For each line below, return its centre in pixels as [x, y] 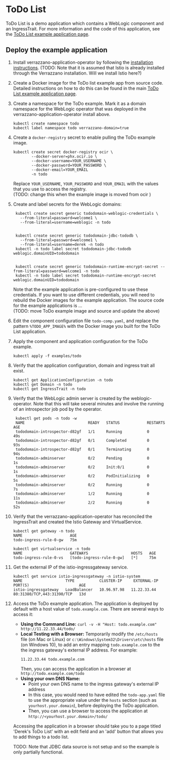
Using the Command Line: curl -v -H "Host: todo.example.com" [89, 624]
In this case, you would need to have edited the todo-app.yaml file [97, 695]
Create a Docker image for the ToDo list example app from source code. [88, 83]
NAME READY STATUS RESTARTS [90, 423]
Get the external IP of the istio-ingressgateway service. [71, 567]
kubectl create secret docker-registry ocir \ [63, 152]
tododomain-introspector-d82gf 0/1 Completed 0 [82, 440]
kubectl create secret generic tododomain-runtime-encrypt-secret [87, 267]
